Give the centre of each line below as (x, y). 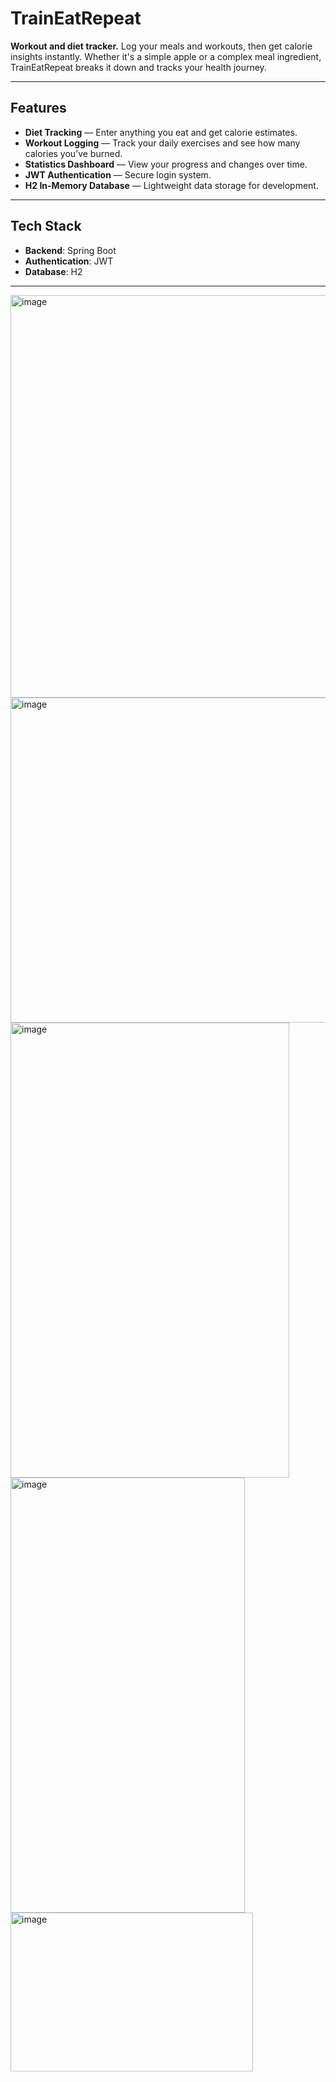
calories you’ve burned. (73, 153)
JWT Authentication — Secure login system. (118, 174)
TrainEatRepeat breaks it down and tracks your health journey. (138, 67)
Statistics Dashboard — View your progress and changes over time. (166, 164)
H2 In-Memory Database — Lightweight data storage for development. (171, 185)
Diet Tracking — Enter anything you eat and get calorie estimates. (161, 132)
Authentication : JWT (69, 261)
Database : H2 (53, 271)
